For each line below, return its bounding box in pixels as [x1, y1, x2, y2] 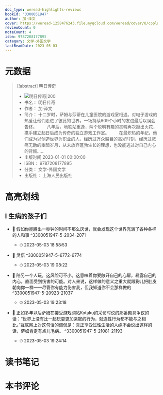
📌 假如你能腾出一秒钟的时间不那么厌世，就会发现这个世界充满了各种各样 [12, 226, 157, 232]
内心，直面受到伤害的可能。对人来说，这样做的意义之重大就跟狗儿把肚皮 [12, 278, 157, 284]
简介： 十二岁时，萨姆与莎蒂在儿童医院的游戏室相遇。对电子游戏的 [24, 112, 158, 117]
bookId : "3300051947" [5, 12, 49, 17]
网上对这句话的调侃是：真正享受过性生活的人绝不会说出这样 [29, 322, 148, 328]
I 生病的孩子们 [5, 212, 47, 221]
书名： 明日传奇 [24, 99, 56, 105]
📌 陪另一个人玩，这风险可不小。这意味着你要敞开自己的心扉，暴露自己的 [12, 272, 157, 278]
